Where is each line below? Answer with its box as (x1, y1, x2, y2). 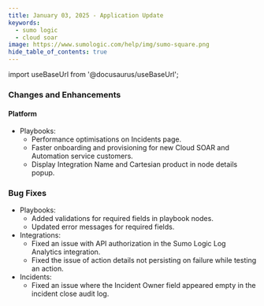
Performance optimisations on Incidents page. (31, 135, 182, 144)
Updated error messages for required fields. (31, 222, 175, 232)
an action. (31, 264, 65, 274)
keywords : (8, 19, 41, 27)
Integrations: (19, 230, 61, 240)
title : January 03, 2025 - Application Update (8, 11, 164, 20)
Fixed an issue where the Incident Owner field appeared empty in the (31, 281, 256, 290)
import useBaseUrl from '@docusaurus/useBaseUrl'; (8, 70, 179, 79)
